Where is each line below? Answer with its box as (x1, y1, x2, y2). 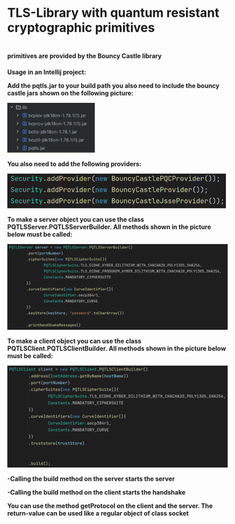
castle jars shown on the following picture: (7, 89, 134, 97)
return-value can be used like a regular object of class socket (7, 509, 189, 518)
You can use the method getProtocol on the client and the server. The (7, 502, 213, 510)
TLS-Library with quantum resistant (7, 5, 220, 21)
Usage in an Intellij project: (7, 68, 87, 76)
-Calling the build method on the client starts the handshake (7, 488, 186, 497)
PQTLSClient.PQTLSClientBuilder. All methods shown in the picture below (7, 344, 227, 353)
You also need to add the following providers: (7, 160, 142, 168)
